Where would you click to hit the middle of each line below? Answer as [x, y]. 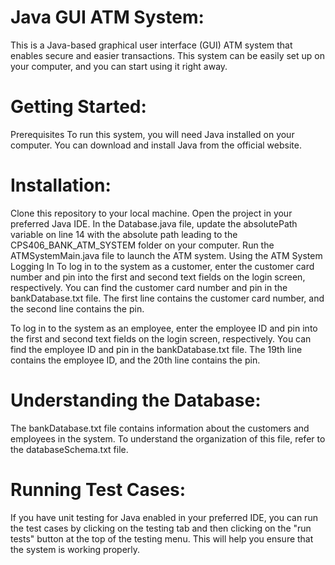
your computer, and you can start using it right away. [119, 66]
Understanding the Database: [136, 400]
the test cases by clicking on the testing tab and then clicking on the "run [161, 528]
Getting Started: [78, 107]
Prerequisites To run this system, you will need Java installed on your [152, 134]
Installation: [61, 185]
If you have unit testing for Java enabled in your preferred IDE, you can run [164, 517]
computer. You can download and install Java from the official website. [156, 145]
